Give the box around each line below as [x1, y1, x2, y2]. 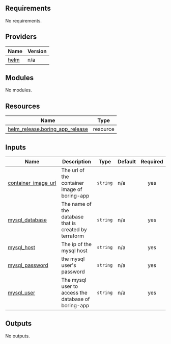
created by [61, 226, 88, 233]
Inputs [5, 143, 26, 152]
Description [62, 158, 92, 165]
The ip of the [61, 241, 92, 248]
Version [27, 47, 47, 55]
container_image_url [8, 180, 56, 187]
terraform [61, 232, 84, 239]
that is [61, 219, 76, 227]
